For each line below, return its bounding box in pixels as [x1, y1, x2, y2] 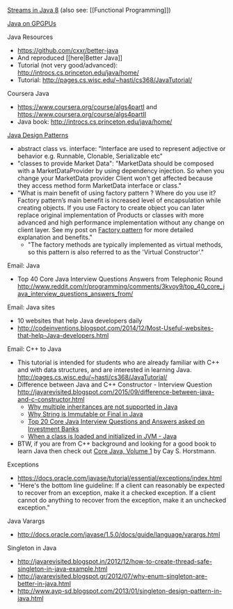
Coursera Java [7, 90, 50, 97]
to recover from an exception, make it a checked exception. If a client [17, 489, 216, 496]
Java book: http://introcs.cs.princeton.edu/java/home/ [17, 117, 172, 126]
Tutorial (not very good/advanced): [17, 61, 118, 69]
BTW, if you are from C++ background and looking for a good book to [17, 439, 217, 448]
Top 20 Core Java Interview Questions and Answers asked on [27, 417, 205, 425]
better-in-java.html [17, 580, 72, 587]
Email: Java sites [7, 303, 56, 311]
